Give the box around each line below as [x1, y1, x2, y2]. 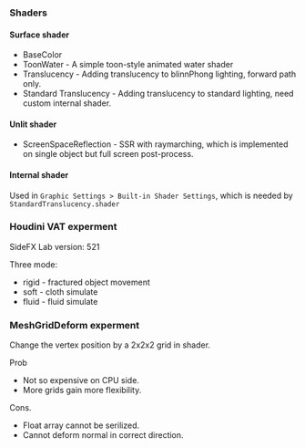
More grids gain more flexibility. [22, 385, 142, 396]
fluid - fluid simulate [22, 296, 98, 307]
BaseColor [22, 49, 63, 60]
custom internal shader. [22, 98, 112, 109]
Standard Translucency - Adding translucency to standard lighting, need [22, 89, 294, 99]
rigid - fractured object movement [22, 276, 150, 287]
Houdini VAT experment [9, 221, 117, 234]
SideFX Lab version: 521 [9, 241, 100, 252]
